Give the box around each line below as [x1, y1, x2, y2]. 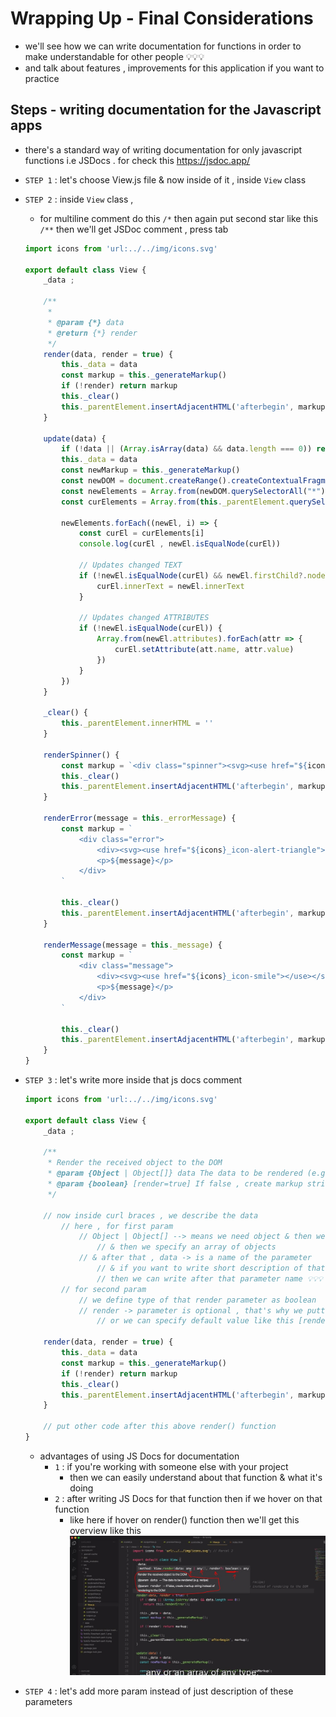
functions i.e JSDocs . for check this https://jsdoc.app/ [24, 154, 251, 166]
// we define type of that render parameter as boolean [78, 1295, 317, 1305]
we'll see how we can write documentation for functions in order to [24, 40, 302, 52]
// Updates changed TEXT [78, 560, 183, 570]
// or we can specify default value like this [96, 1316, 295, 1326]
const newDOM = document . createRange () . [61, 476, 232, 486]
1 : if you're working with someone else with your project [54, 1460, 289, 1472]
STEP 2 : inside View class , [24, 193, 134, 205]
